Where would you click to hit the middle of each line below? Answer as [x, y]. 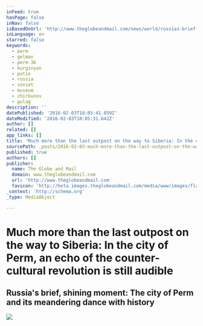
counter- [137, 258]
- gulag [21, 101]
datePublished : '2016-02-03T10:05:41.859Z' [62, 113]
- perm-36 [24, 62]
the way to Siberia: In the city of [88, 245]
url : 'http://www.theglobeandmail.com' [62, 181]
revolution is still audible [111, 271]
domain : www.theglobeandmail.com [54, 175]
